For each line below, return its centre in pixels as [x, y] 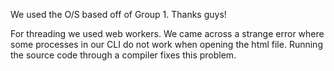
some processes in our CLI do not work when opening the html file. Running [166, 44]
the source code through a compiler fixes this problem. [123, 55]
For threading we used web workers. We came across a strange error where [167, 33]
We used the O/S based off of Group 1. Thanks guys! [118, 14]
